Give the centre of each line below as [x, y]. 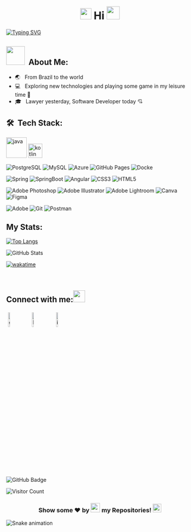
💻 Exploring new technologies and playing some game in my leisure [100, 86]
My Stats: [24, 227]
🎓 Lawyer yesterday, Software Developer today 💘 [79, 101]
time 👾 [23, 94]
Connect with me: [40, 299]
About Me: [48, 62]
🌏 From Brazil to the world [49, 77]
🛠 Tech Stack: [35, 123]
